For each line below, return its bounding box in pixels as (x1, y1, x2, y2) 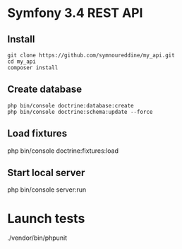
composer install (7, 64, 59, 71)
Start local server (7, 167, 85, 179)
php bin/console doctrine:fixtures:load (7, 146, 119, 155)
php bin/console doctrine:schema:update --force (7, 108, 153, 115)
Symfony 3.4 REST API (7, 5, 143, 21)
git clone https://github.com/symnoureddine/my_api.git (7, 52, 175, 59)
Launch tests (7, 210, 85, 226)
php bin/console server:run (7, 185, 87, 194)
